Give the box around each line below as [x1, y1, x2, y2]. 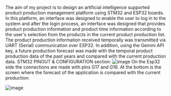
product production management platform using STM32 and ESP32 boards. [5, 10, 164, 16]
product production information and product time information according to [5, 26, 162, 32]
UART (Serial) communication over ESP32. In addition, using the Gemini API [5, 42, 164, 48]
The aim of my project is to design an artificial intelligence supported [5, 5, 150, 10]
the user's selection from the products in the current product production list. [5, 32, 166, 37]
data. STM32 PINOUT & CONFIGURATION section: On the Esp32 [5, 59, 160, 64]
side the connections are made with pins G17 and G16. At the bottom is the [5, 64, 162, 70]
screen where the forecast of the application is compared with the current [5, 69, 161, 76]
